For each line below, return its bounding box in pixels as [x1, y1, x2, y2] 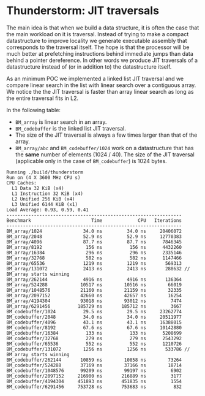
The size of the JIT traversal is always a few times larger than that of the [15, 131, 198, 139]
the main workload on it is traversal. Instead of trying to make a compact [6, 30, 189, 37]
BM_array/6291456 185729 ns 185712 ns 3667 [6, 303, 182, 310]
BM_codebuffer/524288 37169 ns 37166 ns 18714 [6, 362, 182, 368]
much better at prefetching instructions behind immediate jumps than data [6, 50, 194, 57]
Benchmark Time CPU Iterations [6, 217, 182, 224]
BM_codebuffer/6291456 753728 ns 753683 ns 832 [6, 384, 182, 390]
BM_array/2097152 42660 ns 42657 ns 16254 [6, 292, 182, 299]
